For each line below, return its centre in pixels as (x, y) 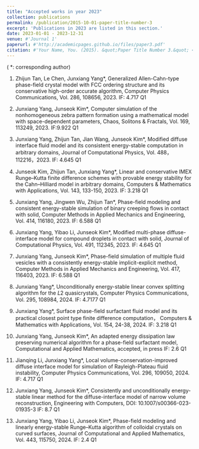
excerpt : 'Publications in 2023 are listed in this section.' (85, 28)
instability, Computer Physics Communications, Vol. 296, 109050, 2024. (102, 373)
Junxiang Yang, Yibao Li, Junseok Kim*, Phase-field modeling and (95, 421)
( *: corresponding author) (39, 67)
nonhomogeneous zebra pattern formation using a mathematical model (102, 115)
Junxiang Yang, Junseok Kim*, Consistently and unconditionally (93, 390)
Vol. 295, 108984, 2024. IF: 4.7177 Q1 (60, 299)
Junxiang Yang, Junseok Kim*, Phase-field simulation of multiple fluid (100, 256)
